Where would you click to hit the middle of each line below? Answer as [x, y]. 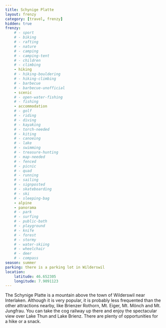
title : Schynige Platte [30, 10]
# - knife [24, 231]
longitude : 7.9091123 [36, 281]
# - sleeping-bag [32, 198]
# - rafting [26, 42]
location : [15, 272]
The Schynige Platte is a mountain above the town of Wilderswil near [75, 295]
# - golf [23, 111]
